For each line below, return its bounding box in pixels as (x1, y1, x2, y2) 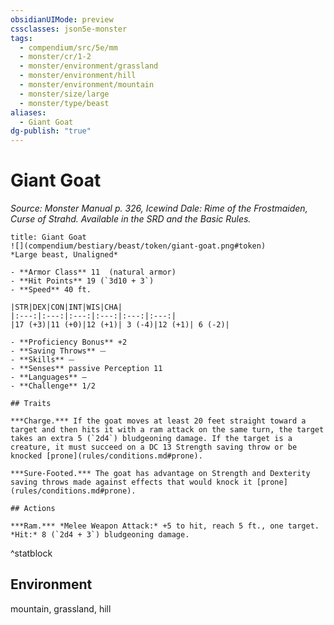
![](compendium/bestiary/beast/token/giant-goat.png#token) (10, 241, 267, 251)
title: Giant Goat (10, 232, 87, 243)
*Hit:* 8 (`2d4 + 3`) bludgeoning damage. (10, 530, 190, 540)
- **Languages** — (10, 372, 87, 383)
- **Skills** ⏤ (10, 355, 75, 365)
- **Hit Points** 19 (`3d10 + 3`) (10, 276, 155, 286)
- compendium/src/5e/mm (19, 42, 118, 53)
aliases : (10, 107, 47, 118)
